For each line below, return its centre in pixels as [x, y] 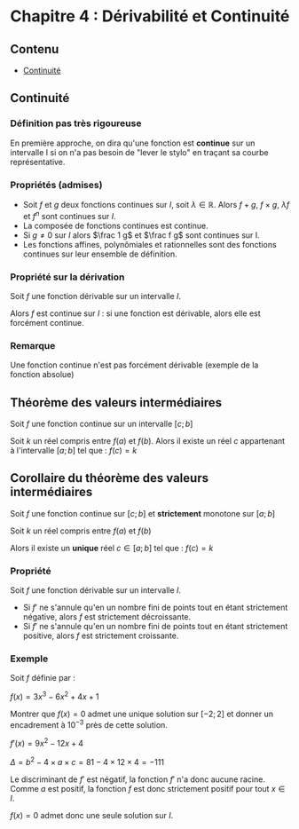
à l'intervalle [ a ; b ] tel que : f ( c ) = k [74, 451]
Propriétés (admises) [56, 185]
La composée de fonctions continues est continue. [115, 225]
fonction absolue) [42, 375]
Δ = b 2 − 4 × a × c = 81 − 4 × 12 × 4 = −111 [87, 762]
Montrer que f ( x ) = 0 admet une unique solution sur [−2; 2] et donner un [142, 714]
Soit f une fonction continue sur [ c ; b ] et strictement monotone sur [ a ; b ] [143, 513]
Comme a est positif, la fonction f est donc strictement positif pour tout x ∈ [148, 789]
